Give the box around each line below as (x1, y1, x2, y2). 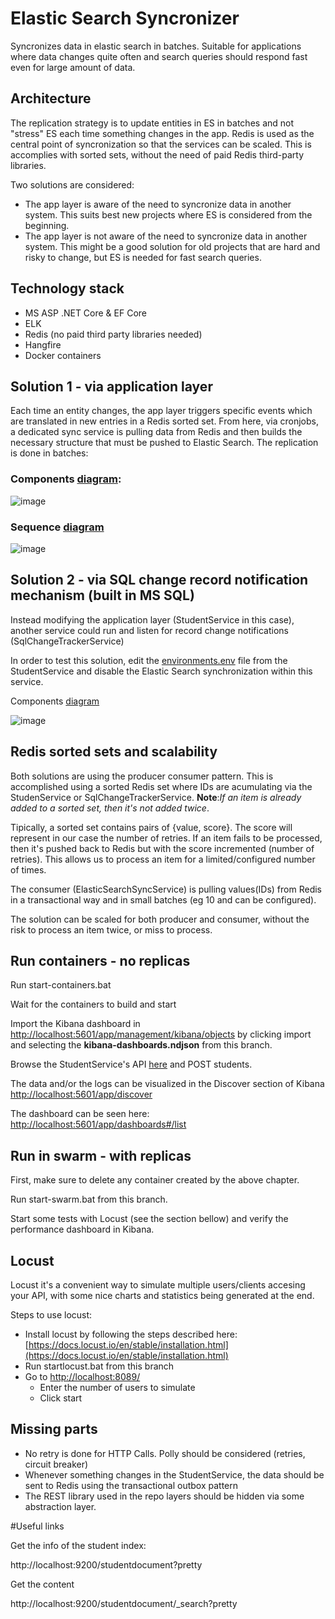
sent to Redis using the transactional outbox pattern (24, 1479, 239, 1491)
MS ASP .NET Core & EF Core (24, 307, 148, 319)
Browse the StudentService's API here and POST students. (10, 1058, 253, 1071)
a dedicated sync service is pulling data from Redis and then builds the (10, 426, 303, 438)
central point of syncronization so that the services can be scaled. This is (10, 138, 312, 150)
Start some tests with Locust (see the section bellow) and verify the (10, 1213, 289, 1225)
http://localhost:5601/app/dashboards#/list (10, 1118, 187, 1131)
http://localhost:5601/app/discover (10, 1088, 153, 1101)
